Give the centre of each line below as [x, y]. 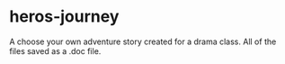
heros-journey [64, 17]
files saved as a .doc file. [55, 50]
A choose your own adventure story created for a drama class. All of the [143, 41]
